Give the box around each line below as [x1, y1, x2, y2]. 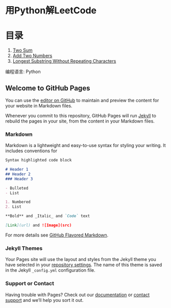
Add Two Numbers [12, 53, 53, 59]
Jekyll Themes [5, 245, 43, 252]
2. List [5, 204, 22, 209]
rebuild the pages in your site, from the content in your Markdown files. [5, 118, 155, 124]
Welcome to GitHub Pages [5, 84, 90, 92]
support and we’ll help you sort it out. [5, 297, 84, 303]
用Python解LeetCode [5, 5, 97, 16]
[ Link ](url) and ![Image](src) [5, 223, 72, 228]
